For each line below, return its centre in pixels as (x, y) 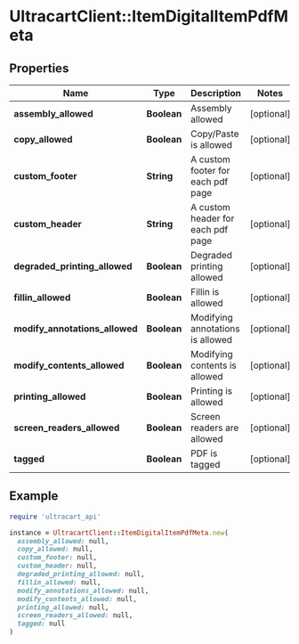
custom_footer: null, (57, 558)
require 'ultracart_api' (55, 517)
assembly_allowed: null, (63, 541)
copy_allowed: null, (55, 550)
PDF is (204, 453)
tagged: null (41, 624)
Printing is (212, 391)
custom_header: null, (57, 566)
